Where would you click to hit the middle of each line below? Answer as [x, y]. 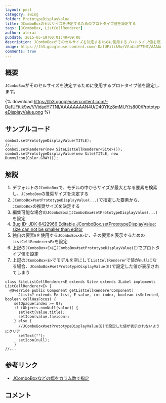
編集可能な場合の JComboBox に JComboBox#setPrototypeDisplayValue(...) [85, 212]
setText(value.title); [41, 312]
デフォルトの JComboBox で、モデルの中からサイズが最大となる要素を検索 [85, 187]
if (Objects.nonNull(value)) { [46, 308]
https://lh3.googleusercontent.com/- [71, 102]
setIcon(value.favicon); [44, 316]
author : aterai [21, 33]
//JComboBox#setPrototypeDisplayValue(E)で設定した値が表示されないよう [89, 326]
